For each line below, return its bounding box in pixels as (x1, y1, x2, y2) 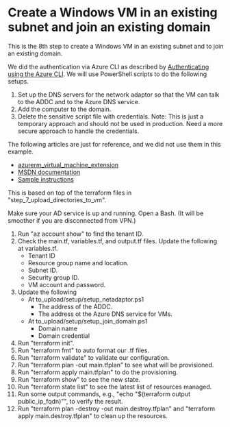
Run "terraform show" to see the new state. (17, 375, 141, 383)
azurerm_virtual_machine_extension (17, 160, 119, 169)
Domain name (38, 324, 78, 332)
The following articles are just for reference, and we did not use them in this (8, 140, 221, 148)
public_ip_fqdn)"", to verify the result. (17, 397, 123, 405)
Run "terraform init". (17, 339, 75, 347)
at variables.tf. (17, 244, 58, 252)
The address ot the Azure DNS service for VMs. (38, 310, 173, 318)
